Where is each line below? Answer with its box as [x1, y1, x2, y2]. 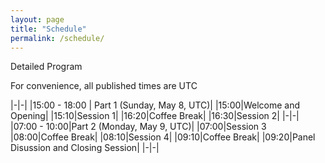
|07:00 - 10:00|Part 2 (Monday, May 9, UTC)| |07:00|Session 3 [10, 121, 267, 133]
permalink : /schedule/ [10, 33, 105, 43]
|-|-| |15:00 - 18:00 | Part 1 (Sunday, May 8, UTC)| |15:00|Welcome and [10, 99, 301, 111]
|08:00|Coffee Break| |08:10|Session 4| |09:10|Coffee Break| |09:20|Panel [10, 131, 316, 143]
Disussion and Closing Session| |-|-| [10, 142, 160, 154]
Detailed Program [10, 61, 83, 73]
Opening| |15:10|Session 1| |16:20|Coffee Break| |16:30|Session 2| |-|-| [10, 110, 300, 122]
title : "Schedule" [10, 24, 87, 34]
